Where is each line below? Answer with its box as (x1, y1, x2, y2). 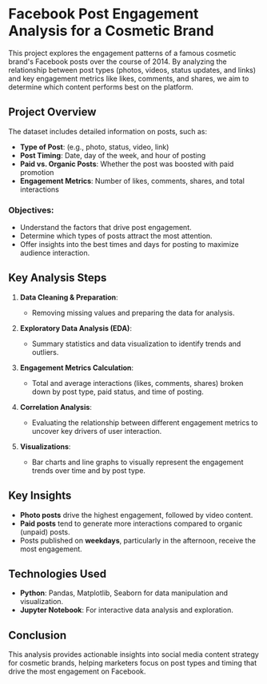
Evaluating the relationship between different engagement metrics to (31, 417, 258, 427)
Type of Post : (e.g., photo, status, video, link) (19, 141, 169, 152)
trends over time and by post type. (31, 465, 146, 475)
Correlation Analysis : (19, 402, 92, 412)
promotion (19, 167, 54, 177)
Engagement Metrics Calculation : (19, 363, 134, 372)
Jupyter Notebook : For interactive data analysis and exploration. (19, 605, 233, 615)
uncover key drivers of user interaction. (31, 426, 162, 435)
